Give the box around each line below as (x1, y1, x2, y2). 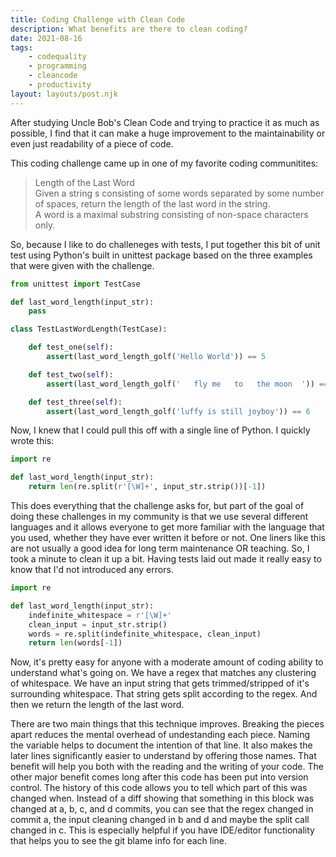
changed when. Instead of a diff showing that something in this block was (10, 792, 315, 805)
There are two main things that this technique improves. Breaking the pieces (10, 718, 325, 730)
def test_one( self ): (28, 342, 114, 353)
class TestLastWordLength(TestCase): (10, 324, 168, 335)
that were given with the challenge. (10, 259, 155, 271)
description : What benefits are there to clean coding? (10, 24, 248, 34)
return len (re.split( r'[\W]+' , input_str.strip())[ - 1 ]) (28, 482, 267, 492)
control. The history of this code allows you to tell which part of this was (10, 782, 308, 794)
